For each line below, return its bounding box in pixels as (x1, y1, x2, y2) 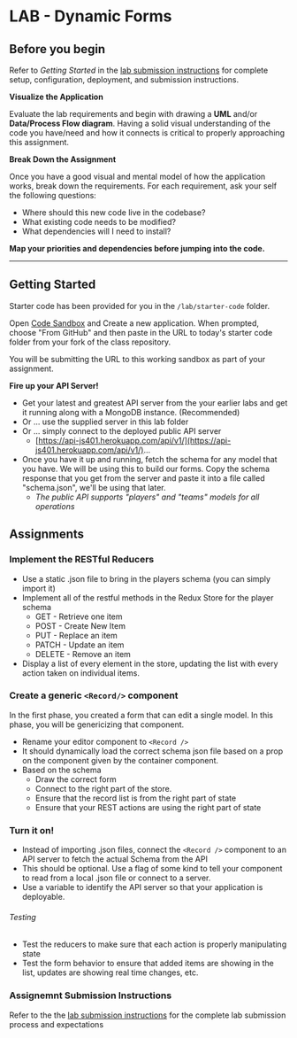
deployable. (21, 892, 65, 902)
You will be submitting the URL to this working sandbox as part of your (9, 353, 266, 364)
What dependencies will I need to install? (21, 226, 171, 236)
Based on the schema (21, 764, 102, 775)
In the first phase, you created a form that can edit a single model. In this (9, 709, 274, 720)
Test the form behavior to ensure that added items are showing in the (21, 958, 274, 969)
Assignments (9, 527, 85, 542)
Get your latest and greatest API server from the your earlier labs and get (21, 397, 288, 408)
